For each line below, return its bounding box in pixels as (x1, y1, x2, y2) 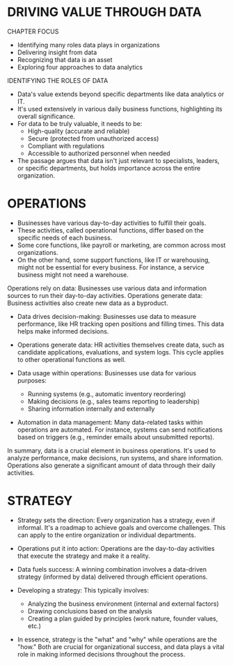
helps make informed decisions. (17, 327, 109, 335)
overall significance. (17, 112, 75, 120)
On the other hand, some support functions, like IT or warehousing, (17, 256, 211, 264)
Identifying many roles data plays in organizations (17, 40, 160, 49)
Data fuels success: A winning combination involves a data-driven (17, 565, 207, 573)
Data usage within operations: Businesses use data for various (17, 368, 197, 377)
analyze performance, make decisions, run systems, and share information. (7, 453, 223, 462)
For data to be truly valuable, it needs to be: (17, 119, 143, 127)
